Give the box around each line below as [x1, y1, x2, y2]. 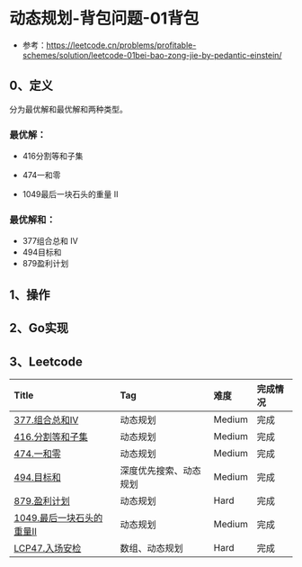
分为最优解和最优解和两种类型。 [9, 103, 128, 114]
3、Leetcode [9, 354, 83, 369]
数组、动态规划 [120, 542, 184, 554]
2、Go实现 [9, 320, 69, 336]
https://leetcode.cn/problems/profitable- [46, 40, 197, 50]
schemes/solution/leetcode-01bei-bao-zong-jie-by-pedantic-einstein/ [22, 49, 282, 60]
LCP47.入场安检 [13, 542, 82, 554]
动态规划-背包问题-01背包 [9, 8, 200, 29]
